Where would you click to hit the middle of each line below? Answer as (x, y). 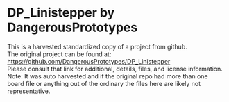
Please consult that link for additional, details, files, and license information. (115, 69)
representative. (29, 91)
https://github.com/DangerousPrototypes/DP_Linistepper (89, 61)
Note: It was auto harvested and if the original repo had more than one (108, 76)
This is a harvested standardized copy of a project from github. (97, 46)
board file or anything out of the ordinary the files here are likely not (104, 83)
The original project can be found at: (59, 54)
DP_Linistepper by (61, 13)
